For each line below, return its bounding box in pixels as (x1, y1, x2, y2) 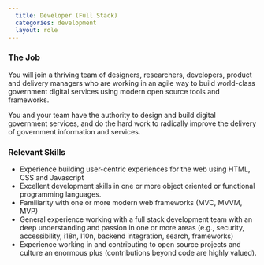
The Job (8, 52, 41, 63)
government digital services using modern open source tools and (8, 86, 221, 96)
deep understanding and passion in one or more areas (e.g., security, (19, 223, 245, 232)
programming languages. (19, 190, 102, 199)
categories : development (15, 19, 97, 27)
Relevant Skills (8, 146, 66, 157)
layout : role (15, 26, 58, 34)
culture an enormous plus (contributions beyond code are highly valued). (19, 248, 257, 257)
